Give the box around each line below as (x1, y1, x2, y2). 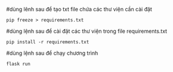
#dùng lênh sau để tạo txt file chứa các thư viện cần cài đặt (6, 6, 152, 12)
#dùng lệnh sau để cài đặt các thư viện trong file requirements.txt (6, 27, 168, 35)
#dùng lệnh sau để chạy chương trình (6, 49, 98, 57)
